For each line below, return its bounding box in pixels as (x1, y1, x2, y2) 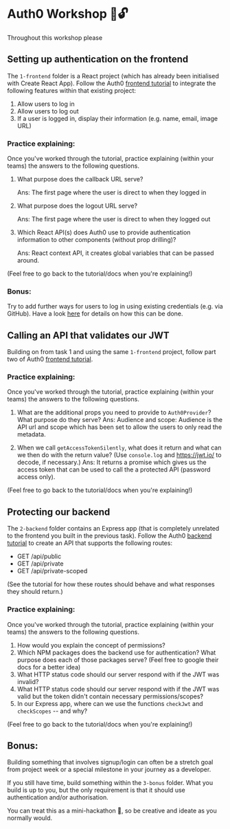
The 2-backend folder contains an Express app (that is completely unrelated (7, 524, 220, 533)
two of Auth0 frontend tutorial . (7, 355, 93, 364)
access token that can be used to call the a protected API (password (16, 465, 211, 474)
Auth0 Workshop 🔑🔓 (7, 6, 128, 22)
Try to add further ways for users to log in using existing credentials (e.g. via (7, 302, 223, 311)
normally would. (7, 814, 53, 822)
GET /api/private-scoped (16, 567, 88, 575)
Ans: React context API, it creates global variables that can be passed (16, 249, 214, 257)
